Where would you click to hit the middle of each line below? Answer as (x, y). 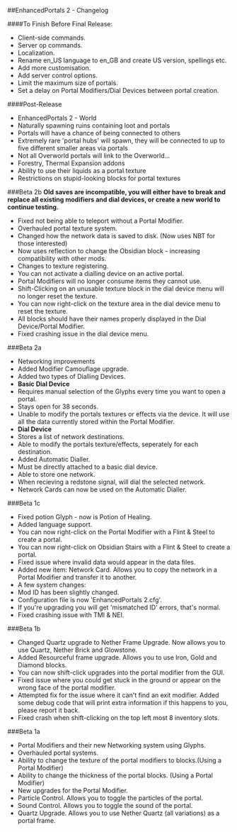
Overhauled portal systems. (58, 753)
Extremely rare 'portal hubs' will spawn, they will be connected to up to (121, 140)
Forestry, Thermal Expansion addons (71, 163)
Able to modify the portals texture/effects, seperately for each (108, 444)
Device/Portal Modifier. (51, 326)
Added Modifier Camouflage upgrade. (73, 369)
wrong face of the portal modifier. (67, 688)
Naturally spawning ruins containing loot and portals (94, 126)
